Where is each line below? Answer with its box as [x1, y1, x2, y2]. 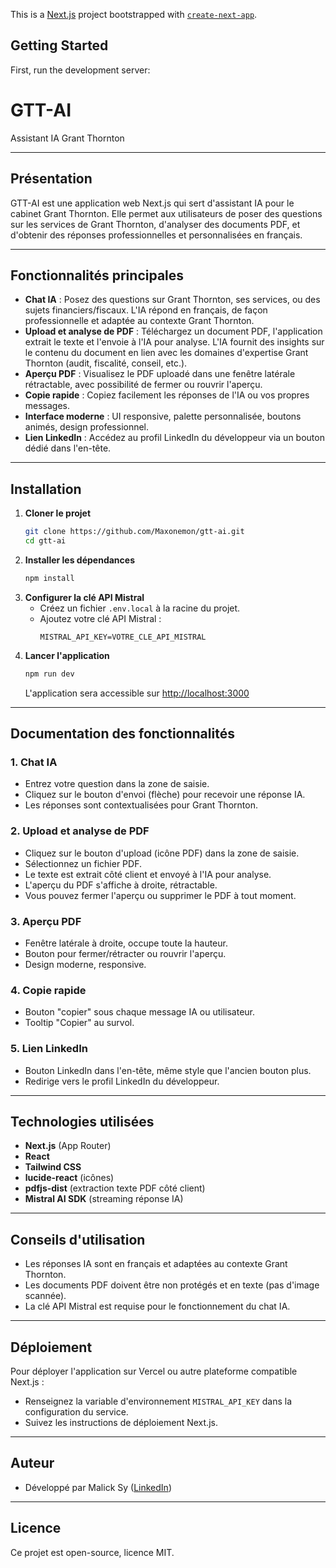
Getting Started [10, 37, 109, 54]
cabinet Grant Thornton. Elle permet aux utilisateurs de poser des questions [10, 207, 323, 219]
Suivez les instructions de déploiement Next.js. [24, 1417, 218, 1428]
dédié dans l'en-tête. [24, 442, 112, 454]
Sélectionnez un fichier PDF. [24, 857, 142, 869]
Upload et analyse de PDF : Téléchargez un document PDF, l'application [24, 325, 323, 338]
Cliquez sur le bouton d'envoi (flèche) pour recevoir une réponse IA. [24, 789, 306, 801]
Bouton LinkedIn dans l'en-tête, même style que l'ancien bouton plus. [24, 1064, 312, 1076]
